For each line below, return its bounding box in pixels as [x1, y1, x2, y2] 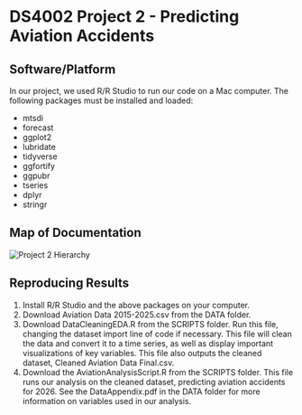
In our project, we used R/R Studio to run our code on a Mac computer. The [9, 86, 289, 96]
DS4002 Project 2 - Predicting [9, 6, 240, 27]
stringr [22, 199, 48, 210]
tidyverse [22, 151, 58, 162]
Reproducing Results [9, 276, 130, 291]
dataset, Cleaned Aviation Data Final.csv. [22, 357, 175, 368]
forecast [22, 122, 54, 133]
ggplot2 [22, 132, 52, 142]
